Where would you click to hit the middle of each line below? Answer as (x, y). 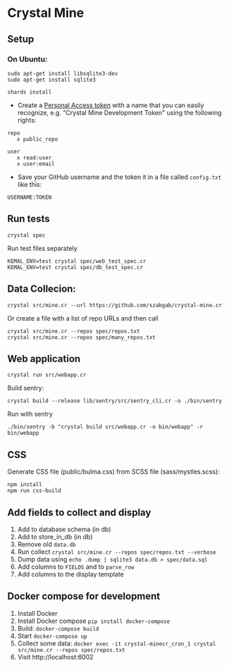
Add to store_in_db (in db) (55, 536)
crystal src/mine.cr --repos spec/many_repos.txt (82, 337)
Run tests (29, 219)
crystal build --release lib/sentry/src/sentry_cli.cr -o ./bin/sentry (114, 401)
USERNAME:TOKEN (30, 197)
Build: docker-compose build (58, 628)
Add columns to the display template (71, 574)
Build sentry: (26, 388)
